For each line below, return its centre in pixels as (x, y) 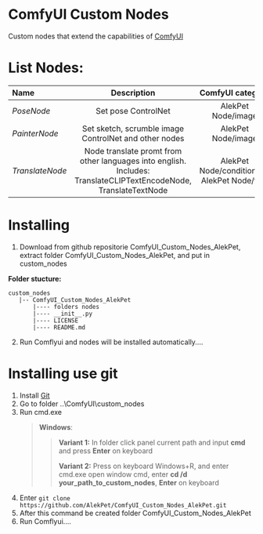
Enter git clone (45, 498)
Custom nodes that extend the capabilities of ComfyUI (96, 36)
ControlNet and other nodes (133, 138)
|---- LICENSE (56, 320)
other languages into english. (133, 161)
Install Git (34, 395)
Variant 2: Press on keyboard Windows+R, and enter (144, 466)
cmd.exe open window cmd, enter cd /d (123, 474)
